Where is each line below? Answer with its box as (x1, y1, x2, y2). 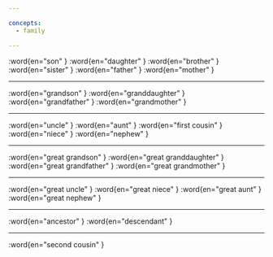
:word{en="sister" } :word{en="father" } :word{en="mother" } (8, 64, 215, 74)
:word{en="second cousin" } (8, 239, 105, 249)
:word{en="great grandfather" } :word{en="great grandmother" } (8, 160, 226, 171)
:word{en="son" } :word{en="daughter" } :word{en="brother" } (8, 56, 219, 66)
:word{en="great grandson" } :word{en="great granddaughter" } (8, 152, 225, 162)
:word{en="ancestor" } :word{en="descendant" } (8, 216, 173, 226)
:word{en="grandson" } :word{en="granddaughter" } (8, 88, 185, 98)
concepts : (8, 19, 42, 27)
